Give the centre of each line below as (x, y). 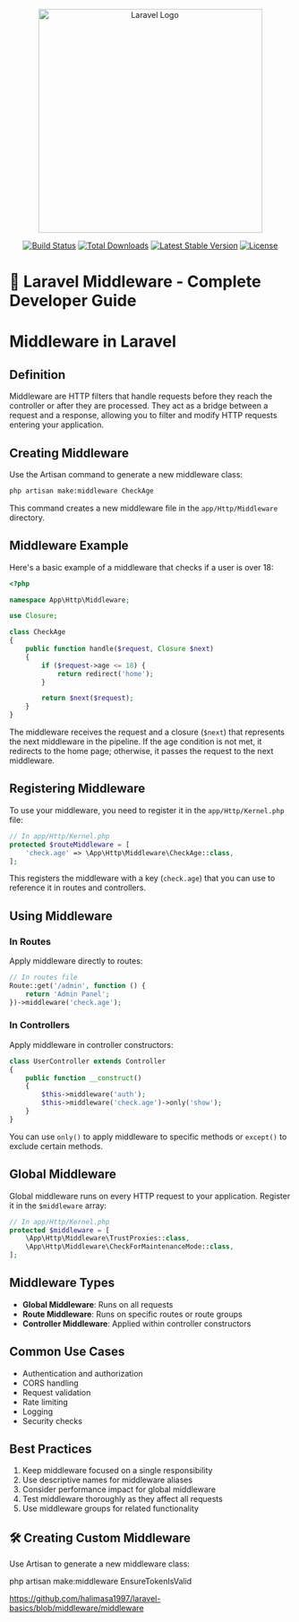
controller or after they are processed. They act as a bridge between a (139, 406)
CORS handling (50, 1383)
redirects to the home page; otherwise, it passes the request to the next (141, 751)
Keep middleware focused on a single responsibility (117, 1471)
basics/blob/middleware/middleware (77, 1609)
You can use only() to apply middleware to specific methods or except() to (148, 1137)
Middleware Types (62, 1283)
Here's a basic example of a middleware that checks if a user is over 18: (141, 567)
